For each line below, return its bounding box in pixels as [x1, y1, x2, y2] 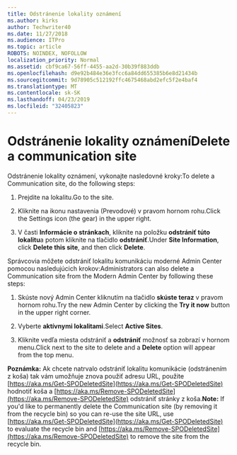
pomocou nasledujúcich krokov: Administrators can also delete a [7, 264, 195, 273]
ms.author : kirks [7, 17, 59, 24]
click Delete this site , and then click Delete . [17, 242, 146, 252]
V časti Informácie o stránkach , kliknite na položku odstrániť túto [17, 227, 211, 236]
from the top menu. [17, 350, 74, 359]
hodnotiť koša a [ [7, 387, 57, 395]
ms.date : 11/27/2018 [7, 30, 69, 38]
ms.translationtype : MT [7, 83, 78, 90]
